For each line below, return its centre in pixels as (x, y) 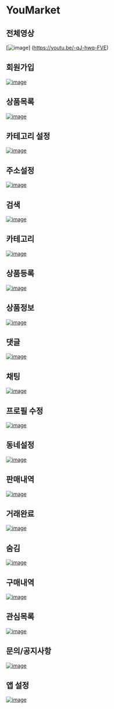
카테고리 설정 (28, 136)
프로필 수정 (25, 411)
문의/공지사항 (29, 651)
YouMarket (33, 10)
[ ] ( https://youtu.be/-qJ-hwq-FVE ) (57, 48)
